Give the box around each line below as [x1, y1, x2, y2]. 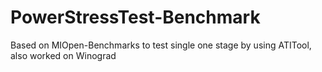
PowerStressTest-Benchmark [10, 6, 261, 29]
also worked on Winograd [10, 49, 117, 61]
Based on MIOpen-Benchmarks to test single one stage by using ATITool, [10, 39, 312, 51]
